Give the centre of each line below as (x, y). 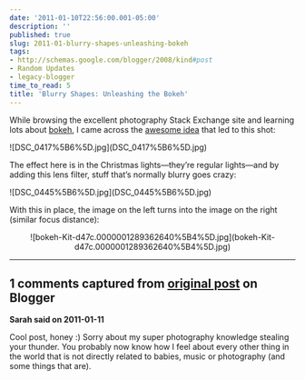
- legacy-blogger (42, 77)
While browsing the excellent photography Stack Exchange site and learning (152, 120)
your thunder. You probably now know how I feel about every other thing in (149, 347)
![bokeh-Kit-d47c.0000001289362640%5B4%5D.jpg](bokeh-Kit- (152, 236)
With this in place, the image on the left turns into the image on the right (143, 209)
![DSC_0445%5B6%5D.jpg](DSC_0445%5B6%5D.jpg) (110, 192)
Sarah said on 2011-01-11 (57, 320)
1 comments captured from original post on (133, 283)
